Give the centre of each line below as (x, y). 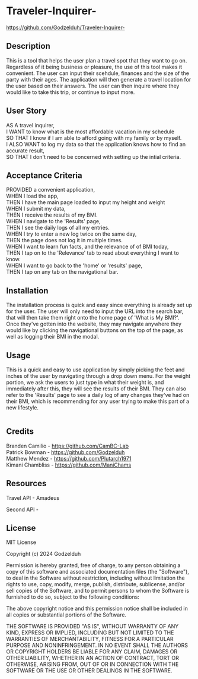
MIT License (21, 542)
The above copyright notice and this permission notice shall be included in (97, 609)
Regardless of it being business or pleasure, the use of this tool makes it (94, 67)
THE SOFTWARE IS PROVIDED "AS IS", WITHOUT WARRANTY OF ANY (92, 627)
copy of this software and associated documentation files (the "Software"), (98, 572)
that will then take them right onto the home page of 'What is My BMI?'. (93, 318)
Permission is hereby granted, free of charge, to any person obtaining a (93, 565)
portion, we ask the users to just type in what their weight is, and (85, 382)
